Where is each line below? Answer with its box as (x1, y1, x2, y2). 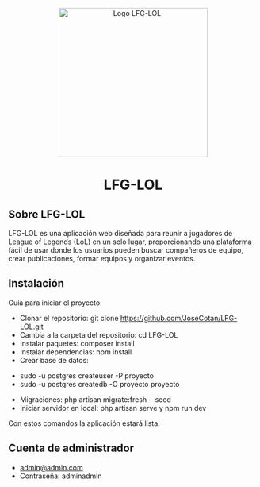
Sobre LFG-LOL (8, 207, 86, 221)
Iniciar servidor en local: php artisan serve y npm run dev (19, 403, 207, 412)
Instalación (8, 276, 65, 290)
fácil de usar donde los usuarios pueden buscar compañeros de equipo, (8, 245, 244, 254)
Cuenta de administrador (8, 442, 135, 455)
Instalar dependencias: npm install (19, 346, 132, 357)
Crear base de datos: (19, 355, 89, 365)
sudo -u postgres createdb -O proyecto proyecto (19, 379, 180, 388)
